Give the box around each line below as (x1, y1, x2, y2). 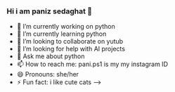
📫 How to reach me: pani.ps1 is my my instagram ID (16, 60, 168, 69)
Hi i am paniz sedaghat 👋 (6, 6, 93, 16)
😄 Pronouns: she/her (16, 70, 79, 79)
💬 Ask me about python (16, 52, 85, 60)
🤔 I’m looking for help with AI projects (16, 45, 126, 53)
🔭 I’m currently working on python (16, 22, 115, 31)
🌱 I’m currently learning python (16, 29, 107, 38)
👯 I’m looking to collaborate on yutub (16, 37, 124, 46)
